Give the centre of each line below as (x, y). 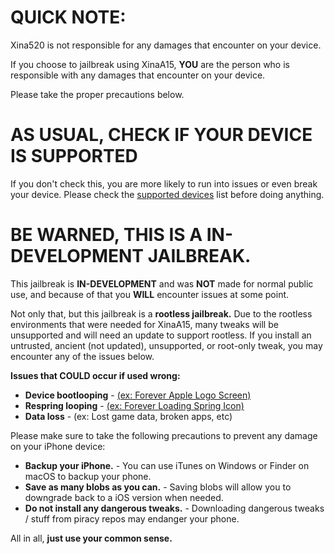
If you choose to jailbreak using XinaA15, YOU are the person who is (150, 64)
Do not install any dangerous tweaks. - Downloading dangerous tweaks (174, 508)
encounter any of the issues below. (82, 356)
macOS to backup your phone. (88, 476)
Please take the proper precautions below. (97, 94)
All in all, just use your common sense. (91, 538)
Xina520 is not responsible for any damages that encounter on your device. (166, 45)
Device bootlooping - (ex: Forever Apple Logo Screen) (138, 395)
